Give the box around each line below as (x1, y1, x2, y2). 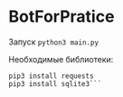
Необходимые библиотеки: (8, 53, 114, 64)
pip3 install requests (8, 71, 94, 81)
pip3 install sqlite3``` (8, 79, 102, 88)
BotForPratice (8, 6, 115, 27)
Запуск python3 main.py (8, 36, 99, 47)
